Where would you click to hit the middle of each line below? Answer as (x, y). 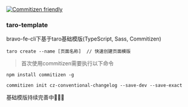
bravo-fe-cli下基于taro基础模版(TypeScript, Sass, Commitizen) (84, 39)
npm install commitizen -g (40, 75)
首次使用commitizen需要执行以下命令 (67, 63)
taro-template (27, 25)
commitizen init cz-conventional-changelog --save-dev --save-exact (94, 86)
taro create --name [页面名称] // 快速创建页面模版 (69, 51)
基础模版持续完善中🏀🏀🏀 (35, 97)
